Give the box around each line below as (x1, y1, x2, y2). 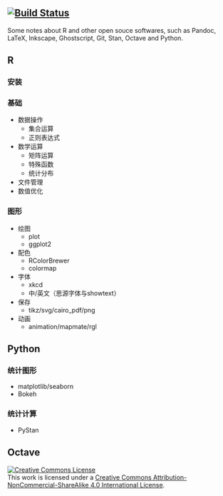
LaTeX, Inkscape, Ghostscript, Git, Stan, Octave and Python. (7, 34, 184, 42)
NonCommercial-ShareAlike (7, 480, 89, 489)
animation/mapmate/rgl (28, 322, 98, 330)
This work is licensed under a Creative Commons (7, 472, 152, 482)
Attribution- (152, 472, 187, 482)
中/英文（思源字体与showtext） (28, 288, 120, 297)
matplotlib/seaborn (17, 383, 74, 391)
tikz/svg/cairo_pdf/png (28, 305, 95, 314)
